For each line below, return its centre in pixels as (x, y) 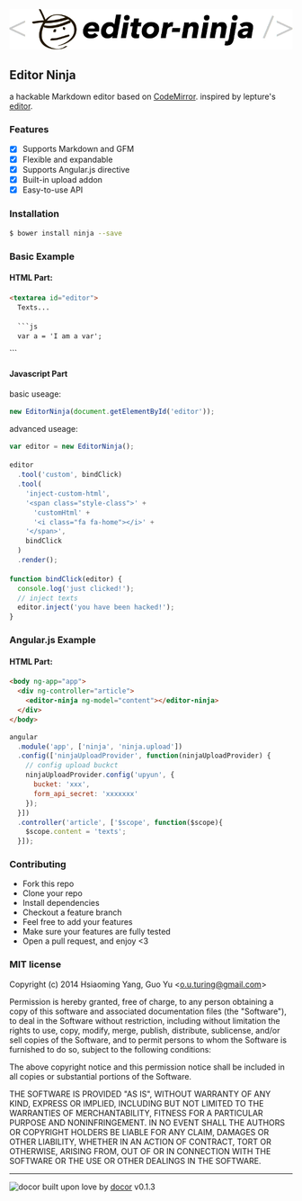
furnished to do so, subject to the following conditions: (110, 1049)
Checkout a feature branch (72, 912)
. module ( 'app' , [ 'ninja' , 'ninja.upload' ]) (100, 747)
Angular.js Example (53, 641)
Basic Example (42, 256)
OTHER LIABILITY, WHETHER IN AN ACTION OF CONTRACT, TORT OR (140, 1142)
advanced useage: (44, 428)
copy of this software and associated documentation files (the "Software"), (148, 1011)
